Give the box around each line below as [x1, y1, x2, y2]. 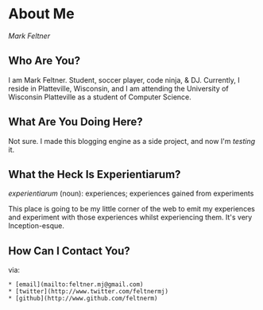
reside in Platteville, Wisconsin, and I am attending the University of [8, 83, 229, 93]
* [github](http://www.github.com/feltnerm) [8, 295, 158, 303]
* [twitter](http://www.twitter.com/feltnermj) [8, 288, 169, 296]
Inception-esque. [8, 221, 65, 231]
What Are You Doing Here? [8, 115, 143, 129]
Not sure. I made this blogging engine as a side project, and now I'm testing [8, 136, 256, 145]
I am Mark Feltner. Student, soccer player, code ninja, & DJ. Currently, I [8, 75, 240, 84]
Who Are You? [8, 54, 81, 68]
